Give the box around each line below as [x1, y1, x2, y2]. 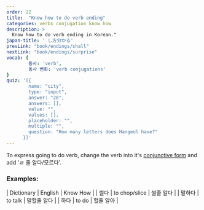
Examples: [6, 174, 39, 183]
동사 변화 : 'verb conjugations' [28, 66, 106, 72]
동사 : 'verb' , [28, 60, 62, 66]
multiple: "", [28, 123, 65, 130]
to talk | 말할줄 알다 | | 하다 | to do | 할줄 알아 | [6, 197, 119, 204]
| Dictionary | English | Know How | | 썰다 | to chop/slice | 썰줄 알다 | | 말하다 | [6, 189, 200, 196]
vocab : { [6, 55, 29, 61]
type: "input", [28, 89, 68, 95]
